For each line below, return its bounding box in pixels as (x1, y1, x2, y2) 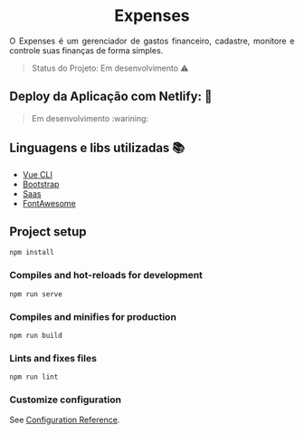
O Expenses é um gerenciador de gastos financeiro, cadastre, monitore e (9, 35, 295, 46)
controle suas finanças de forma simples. (9, 44, 164, 55)
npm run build (9, 331, 63, 340)
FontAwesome (22, 198, 77, 208)
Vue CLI (22, 169, 52, 179)
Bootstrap (22, 178, 60, 189)
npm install (9, 248, 54, 257)
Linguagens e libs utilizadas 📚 (9, 140, 185, 156)
